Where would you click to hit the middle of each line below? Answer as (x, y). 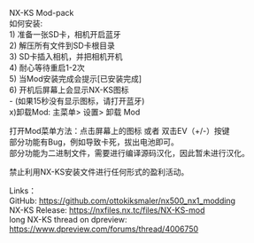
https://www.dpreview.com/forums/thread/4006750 (104, 229)
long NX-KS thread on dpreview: (68, 219)
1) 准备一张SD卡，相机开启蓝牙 (65, 34)
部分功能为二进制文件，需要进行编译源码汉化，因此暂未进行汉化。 (129, 153)
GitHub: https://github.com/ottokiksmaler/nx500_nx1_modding (123, 200)
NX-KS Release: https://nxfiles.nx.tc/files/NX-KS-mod (107, 210)
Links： (23, 191)
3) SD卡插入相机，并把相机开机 (66, 56)
